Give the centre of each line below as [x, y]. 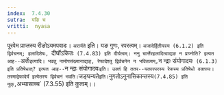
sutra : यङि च [26, 20]
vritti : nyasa [29, 26]
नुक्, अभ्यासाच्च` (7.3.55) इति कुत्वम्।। [51, 84]
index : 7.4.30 [29, 13]
